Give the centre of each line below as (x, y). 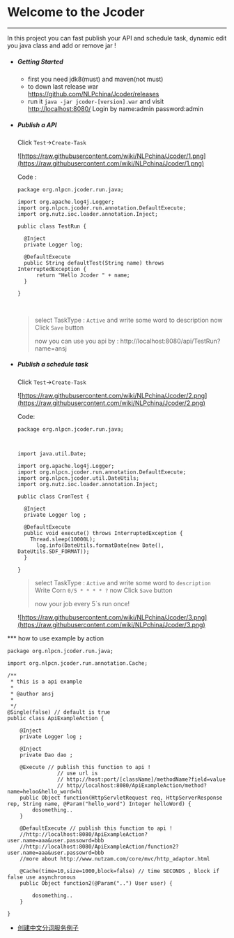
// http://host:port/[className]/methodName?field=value (141, 779)
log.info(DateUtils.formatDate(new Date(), (100, 545)
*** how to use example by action (56, 638)
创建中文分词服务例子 (48, 928)
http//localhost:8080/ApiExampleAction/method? (137, 785)
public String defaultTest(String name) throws (94, 263)
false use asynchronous (42, 877)
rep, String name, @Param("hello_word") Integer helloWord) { (99, 804)
